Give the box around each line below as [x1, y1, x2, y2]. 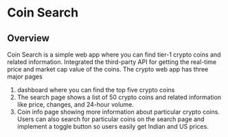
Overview [7, 32, 50, 44]
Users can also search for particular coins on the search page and [16, 115, 205, 123]
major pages [7, 72, 43, 81]
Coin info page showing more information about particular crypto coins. [16, 108, 220, 116]
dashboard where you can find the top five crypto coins [16, 86, 175, 94]
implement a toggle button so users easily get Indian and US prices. [16, 123, 209, 130]
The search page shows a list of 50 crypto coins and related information [16, 93, 222, 101]
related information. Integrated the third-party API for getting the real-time [7, 58, 217, 66]
